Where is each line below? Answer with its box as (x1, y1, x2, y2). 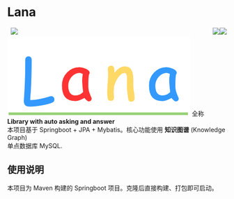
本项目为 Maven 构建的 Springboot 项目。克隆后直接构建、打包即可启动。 (7, 184, 218, 192)
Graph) (7, 133, 28, 141)
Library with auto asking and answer (7, 117, 115, 125)
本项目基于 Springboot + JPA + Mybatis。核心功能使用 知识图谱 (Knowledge (7, 125, 226, 134)
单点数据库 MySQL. (7, 141, 63, 150)
